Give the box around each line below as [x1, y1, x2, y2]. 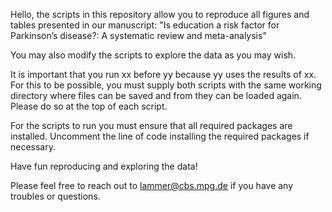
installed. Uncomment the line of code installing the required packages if [10, 130, 310, 142]
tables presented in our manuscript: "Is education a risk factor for [10, 19, 280, 31]
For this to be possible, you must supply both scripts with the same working [10, 79, 322, 91]
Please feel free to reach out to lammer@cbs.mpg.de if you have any [10, 180, 294, 191]
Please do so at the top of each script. [10, 100, 168, 112]
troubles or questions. [10, 190, 101, 202]
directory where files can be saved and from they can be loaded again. [10, 90, 302, 101]
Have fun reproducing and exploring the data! [10, 160, 198, 172]
